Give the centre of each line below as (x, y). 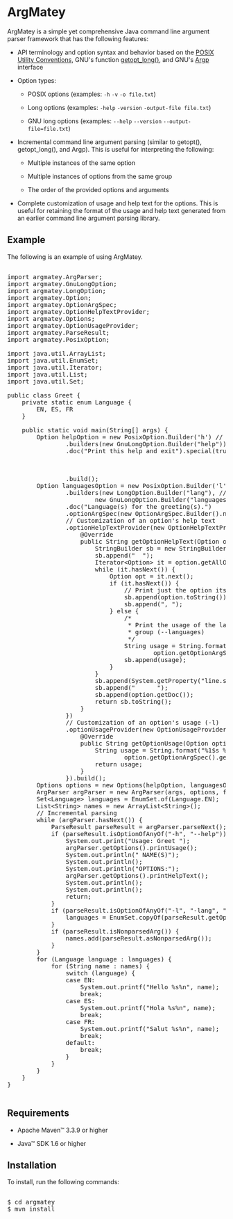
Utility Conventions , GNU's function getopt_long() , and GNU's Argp (113, 59)
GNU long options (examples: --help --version (94, 121)
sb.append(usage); (155, 660)
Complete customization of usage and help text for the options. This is (118, 203)
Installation (32, 1165)
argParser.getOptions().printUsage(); (131, 848)
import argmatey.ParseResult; (59, 332)
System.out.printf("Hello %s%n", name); (150, 987)
